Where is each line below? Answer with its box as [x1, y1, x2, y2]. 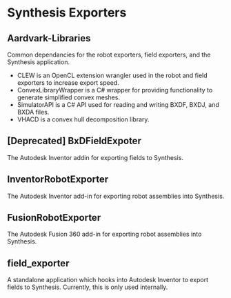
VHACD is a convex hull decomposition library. [17, 115, 150, 123]
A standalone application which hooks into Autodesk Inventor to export [7, 276, 209, 284]
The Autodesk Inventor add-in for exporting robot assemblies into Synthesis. [7, 192, 225, 200]
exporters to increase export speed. [17, 79, 119, 87]
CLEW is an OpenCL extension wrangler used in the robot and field [17, 71, 208, 79]
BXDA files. [17, 108, 50, 116]
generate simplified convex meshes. [17, 93, 121, 101]
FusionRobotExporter [7, 212, 101, 223]
